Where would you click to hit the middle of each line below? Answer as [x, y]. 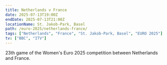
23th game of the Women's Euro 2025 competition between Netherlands [82, 53]
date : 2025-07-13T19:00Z [32, 15]
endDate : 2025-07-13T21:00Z [35, 19]
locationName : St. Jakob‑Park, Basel [45, 24]
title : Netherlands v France [36, 10]
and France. [18, 58]
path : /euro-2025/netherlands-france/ [46, 29]
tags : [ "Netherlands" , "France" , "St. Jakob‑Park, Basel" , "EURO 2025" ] [84, 34]
